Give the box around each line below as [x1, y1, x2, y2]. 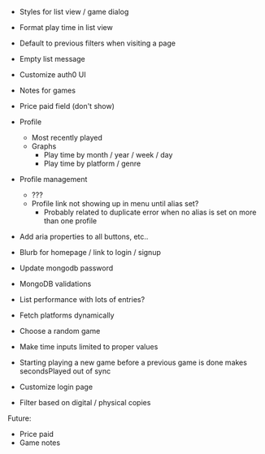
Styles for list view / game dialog [19, 7, 129, 16]
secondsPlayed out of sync [19, 366, 111, 376]
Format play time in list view [19, 23, 113, 32]
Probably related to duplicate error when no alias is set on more [43, 207, 257, 217]
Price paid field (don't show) [19, 102, 115, 110]
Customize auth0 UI [19, 70, 86, 80]
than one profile [43, 216, 98, 226]
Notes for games [19, 85, 76, 95]
